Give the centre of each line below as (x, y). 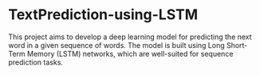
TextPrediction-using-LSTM (103, 15)
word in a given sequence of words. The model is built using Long (116, 45)
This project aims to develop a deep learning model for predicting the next (130, 37)
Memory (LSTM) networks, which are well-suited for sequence (130, 53)
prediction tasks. (36, 62)
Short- (237, 45)
